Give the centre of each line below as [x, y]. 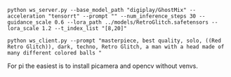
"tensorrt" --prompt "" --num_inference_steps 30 [122, 16]
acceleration [26, 16]
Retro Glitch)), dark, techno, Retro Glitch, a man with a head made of [116, 47]
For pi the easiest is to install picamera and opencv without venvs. [103, 66]
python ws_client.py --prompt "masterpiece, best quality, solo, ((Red [114, 41]
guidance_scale [29, 22]
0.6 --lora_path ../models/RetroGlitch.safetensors [132, 22]
